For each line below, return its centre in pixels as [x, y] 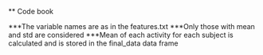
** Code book [31, 11]
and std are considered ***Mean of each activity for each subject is [121, 35]
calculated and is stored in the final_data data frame [93, 43]
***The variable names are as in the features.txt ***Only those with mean [131, 26]
